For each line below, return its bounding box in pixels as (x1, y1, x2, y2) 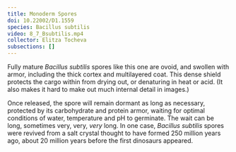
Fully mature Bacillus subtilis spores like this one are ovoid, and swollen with (7, 63, 230, 71)
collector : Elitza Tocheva (7, 37, 87, 44)
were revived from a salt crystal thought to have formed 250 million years (7, 129, 221, 137)
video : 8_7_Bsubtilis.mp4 (7, 30, 83, 37)
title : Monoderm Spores (7, 10, 78, 18)
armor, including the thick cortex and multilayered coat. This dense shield (7, 70, 221, 78)
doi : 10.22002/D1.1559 (7, 17, 74, 24)
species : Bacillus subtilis (7, 23, 90, 30)
